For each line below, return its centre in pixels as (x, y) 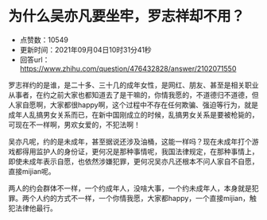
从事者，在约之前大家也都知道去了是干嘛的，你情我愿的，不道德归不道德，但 (133, 95)
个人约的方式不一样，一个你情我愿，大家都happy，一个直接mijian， (139, 198)
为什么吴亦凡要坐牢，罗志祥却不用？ (127, 16)
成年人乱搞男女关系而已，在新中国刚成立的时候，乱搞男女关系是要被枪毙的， (133, 114)
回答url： (35, 60)
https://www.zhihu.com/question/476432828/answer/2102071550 (128, 68)
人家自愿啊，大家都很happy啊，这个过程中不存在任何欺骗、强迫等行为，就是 (133, 105)
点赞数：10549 (44, 40)
